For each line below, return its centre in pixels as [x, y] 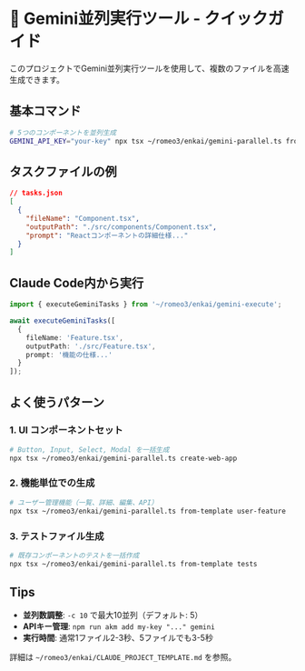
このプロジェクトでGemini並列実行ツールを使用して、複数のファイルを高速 [149, 68]
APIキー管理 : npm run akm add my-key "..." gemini [118, 626]
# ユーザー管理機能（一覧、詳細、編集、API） [84, 502]
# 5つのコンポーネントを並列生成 [63, 133]
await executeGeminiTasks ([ [63, 321]
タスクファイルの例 [63, 171]
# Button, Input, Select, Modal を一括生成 [89, 450]
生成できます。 [37, 79]
